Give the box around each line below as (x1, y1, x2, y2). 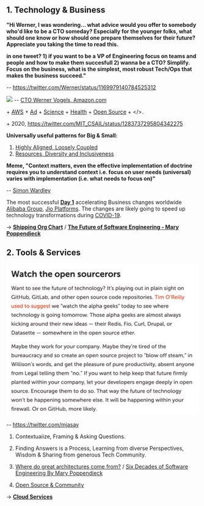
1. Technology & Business (6, 5, 106, 15)
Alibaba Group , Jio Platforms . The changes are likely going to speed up (6, 204, 186, 212)
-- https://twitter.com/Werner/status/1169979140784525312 (6, 84, 156, 91)
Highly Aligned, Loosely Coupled (15, 143, 98, 151)
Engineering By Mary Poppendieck (15, 469, 103, 477)
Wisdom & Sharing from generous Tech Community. (15, 451, 147, 458)
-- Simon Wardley (6, 186, 51, 194)
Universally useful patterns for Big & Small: (6, 131, 118, 139)
